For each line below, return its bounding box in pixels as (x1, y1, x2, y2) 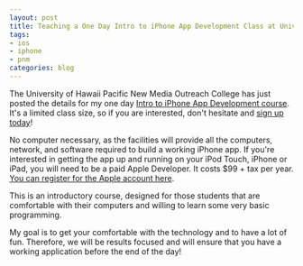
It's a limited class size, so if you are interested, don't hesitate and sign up (9, 107, 284, 118)
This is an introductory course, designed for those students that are (9, 190, 261, 201)
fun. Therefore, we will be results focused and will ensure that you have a (9, 236, 282, 247)
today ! (9, 116, 33, 127)
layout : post (9, 13, 59, 23)
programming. (9, 209, 62, 220)
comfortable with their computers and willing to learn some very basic (9, 199, 270, 210)
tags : (9, 30, 30, 39)
